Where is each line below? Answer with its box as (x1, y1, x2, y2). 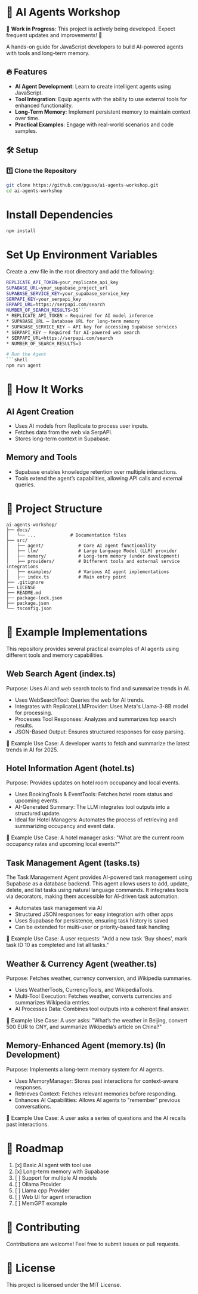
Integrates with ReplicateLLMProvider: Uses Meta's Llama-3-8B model (14, 702, 188, 710)
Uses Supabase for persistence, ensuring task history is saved (14, 917, 169, 924)
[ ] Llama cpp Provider (14, 1187, 70, 1194)
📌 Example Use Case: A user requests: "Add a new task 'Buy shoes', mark (6, 935, 188, 942)
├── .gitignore (6, 579, 44, 585)
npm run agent (6, 363, 42, 369)
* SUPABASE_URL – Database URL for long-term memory (6, 318, 140, 325)
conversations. (14, 1103, 52, 1110)
